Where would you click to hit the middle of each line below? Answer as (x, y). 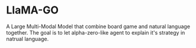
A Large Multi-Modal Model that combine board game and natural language (98, 26)
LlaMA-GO (33, 10)
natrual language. (28, 39)
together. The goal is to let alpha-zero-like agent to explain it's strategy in (96, 32)
